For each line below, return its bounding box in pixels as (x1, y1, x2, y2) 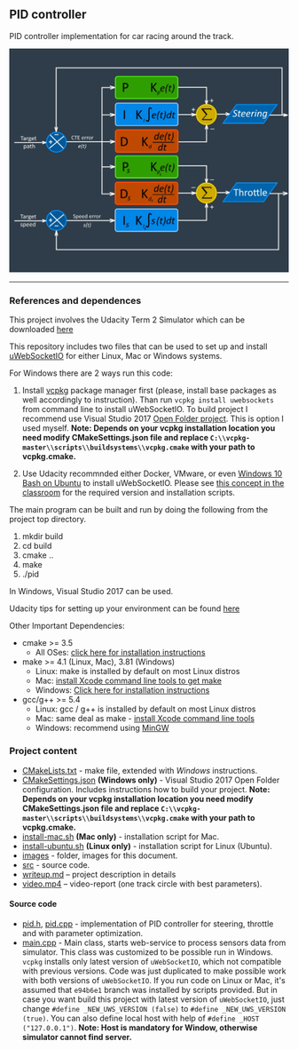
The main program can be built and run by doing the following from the (9, 505, 269, 515)
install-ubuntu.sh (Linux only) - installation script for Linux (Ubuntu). (21, 840, 273, 851)
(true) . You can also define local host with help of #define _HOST (21, 1013, 260, 1023)
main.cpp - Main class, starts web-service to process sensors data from (21, 937, 286, 948)
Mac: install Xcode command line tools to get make (35, 675, 222, 687)
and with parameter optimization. (21, 927, 144, 938)
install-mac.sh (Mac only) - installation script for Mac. (21, 830, 220, 842)
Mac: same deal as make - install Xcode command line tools (35, 713, 255, 724)
